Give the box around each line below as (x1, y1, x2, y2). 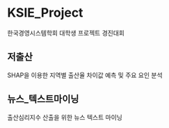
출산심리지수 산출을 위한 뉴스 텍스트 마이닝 (7, 113, 123, 121)
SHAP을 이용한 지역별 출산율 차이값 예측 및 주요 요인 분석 (7, 71, 163, 79)
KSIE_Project (7, 5, 83, 21)
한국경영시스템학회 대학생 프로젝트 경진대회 (7, 29, 125, 37)
